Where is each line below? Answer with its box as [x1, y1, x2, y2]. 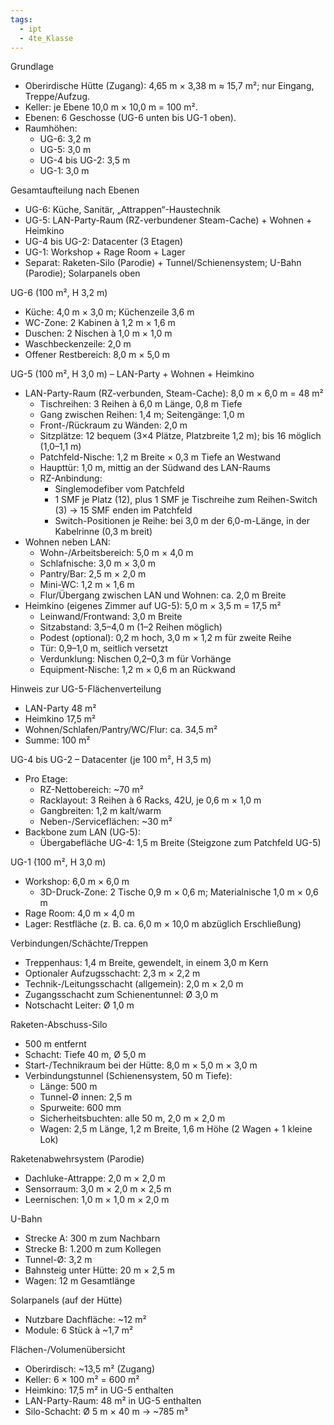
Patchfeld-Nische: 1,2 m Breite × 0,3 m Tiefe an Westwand [39, 451, 282, 463]
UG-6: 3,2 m [39, 133, 92, 145]
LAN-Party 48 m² [24, 702, 97, 715]
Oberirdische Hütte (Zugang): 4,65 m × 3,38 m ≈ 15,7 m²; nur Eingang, [24, 80, 315, 92]
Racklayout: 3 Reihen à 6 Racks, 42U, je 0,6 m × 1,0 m [39, 794, 262, 806]
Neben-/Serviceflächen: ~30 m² [39, 816, 173, 828]
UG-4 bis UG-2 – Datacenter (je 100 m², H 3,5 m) [10, 754, 212, 766]
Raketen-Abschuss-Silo [10, 1019, 108, 1031]
